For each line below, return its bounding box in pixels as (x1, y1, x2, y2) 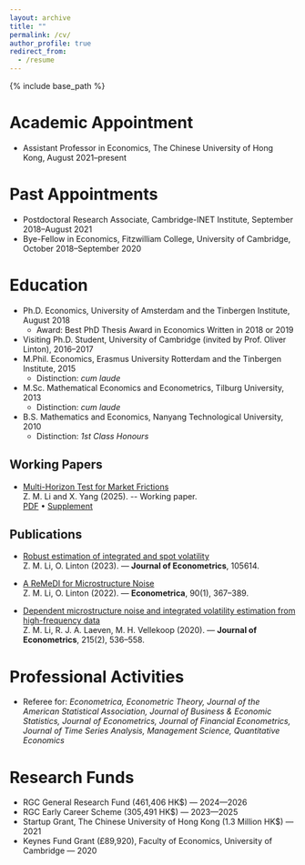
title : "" (9, 22, 47, 31)
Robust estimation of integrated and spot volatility (22, 551, 209, 562)
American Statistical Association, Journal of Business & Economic (22, 706, 272, 717)
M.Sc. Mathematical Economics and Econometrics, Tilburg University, (22, 382, 285, 393)
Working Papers (9, 457, 103, 473)
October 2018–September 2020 (22, 243, 142, 254)
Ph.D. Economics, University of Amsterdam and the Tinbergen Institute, (22, 305, 290, 316)
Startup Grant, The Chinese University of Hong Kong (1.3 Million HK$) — (22, 816, 294, 828)
